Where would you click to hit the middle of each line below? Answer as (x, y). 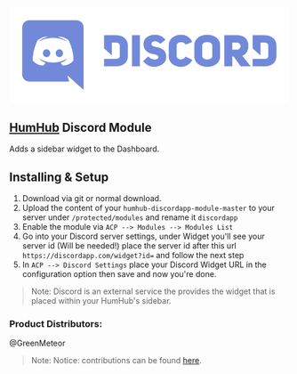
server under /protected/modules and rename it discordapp (130, 217)
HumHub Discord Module (80, 127)
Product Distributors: (56, 323)
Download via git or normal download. (92, 198)
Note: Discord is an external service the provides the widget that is (153, 291)
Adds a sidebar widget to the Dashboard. (84, 149)
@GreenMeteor (37, 343)
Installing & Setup (59, 177)
